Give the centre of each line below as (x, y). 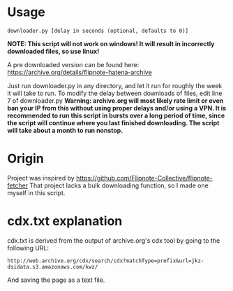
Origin (25, 159)
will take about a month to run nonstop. (65, 130)
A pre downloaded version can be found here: (73, 64)
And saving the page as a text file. (56, 280)
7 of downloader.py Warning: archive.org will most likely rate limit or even (115, 100)
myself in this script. (36, 192)
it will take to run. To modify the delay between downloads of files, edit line (115, 93)
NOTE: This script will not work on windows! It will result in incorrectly (111, 43)
